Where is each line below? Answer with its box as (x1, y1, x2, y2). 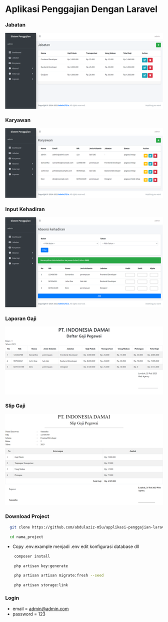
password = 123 (12, 611, 46, 617)
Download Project (5, 512, 49, 519)
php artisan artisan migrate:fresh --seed (14, 573, 104, 578)
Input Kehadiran (5, 205, 45, 212)
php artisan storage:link (14, 582, 68, 588)
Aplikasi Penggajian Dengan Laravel (5, 3, 158, 15)
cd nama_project (9, 534, 43, 539)
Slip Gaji (5, 402, 26, 409)
